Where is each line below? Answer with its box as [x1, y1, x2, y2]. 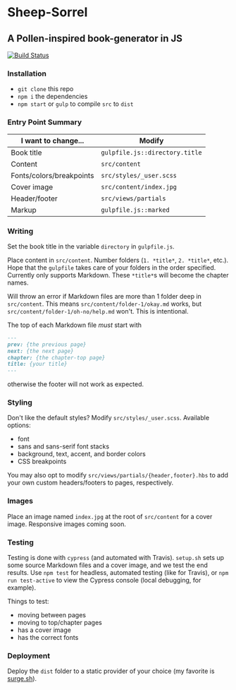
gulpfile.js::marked [101, 206, 170, 214]
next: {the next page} [7, 347, 74, 355]
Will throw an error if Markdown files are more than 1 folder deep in [7, 292, 202, 300]
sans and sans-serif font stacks [17, 442, 110, 451]
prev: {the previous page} [7, 340, 87, 348]
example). [7, 583, 37, 592]
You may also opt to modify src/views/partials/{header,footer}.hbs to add [7, 471, 229, 480]
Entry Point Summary [7, 117, 82, 127]
